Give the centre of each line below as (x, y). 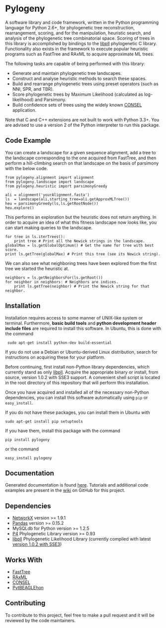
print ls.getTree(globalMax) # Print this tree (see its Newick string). (83, 254)
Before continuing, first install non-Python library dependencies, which (77, 367)
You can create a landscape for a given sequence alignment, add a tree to (81, 152)
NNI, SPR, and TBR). (33, 89)
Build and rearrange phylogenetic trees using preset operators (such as (85, 84)
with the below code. (27, 168)
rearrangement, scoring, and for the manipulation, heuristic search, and (78, 33)
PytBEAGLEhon (28, 588)
